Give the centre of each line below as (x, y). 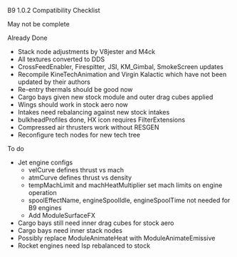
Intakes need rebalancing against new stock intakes (94, 112)
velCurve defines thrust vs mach (76, 170)
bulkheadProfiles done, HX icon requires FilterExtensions (101, 120)
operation (42, 193)
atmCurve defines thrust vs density (80, 178)
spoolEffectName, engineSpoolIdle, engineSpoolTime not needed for (129, 200)
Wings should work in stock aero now (73, 105)
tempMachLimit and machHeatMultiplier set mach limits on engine (125, 185)
